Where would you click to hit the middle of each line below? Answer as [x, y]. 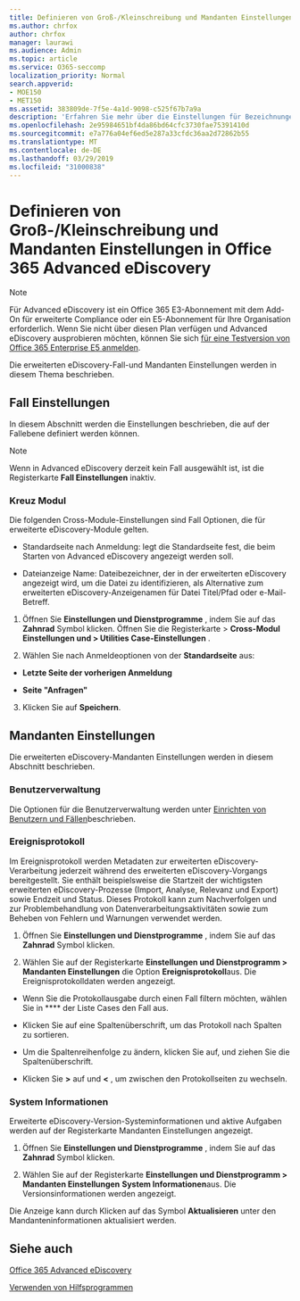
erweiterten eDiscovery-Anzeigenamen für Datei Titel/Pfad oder [139, 592]
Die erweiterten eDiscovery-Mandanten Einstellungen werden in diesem [142, 757]
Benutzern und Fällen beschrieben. [73, 818]
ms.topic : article [43, 59]
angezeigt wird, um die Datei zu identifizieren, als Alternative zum [143, 583]
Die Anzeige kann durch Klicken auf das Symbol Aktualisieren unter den [143, 1211]
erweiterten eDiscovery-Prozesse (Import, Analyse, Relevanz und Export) [144, 890]
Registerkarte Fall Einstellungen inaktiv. [83, 477]
